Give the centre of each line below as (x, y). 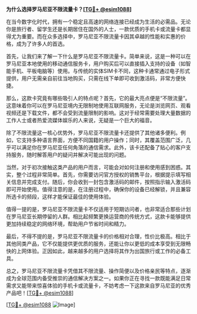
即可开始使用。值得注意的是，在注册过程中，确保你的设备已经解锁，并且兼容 (98, 189)
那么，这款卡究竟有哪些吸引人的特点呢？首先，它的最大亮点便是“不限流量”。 (98, 98)
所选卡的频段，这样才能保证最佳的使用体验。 (60, 197)
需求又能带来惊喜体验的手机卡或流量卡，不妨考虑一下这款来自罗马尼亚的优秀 (98, 285)
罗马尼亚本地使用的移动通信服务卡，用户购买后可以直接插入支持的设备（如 (96, 64)
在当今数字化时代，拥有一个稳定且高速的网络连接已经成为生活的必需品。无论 (98, 22)
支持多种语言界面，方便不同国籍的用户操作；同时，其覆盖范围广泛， (103, 140)
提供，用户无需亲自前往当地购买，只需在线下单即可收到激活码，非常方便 (93, 78)
